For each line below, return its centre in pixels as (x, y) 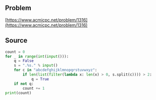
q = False (24, 61)
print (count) (18, 93)
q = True (40, 79)
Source (16, 40)
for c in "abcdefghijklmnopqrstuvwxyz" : (56, 70)
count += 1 (34, 88)
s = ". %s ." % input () (36, 66)
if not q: (24, 84)
